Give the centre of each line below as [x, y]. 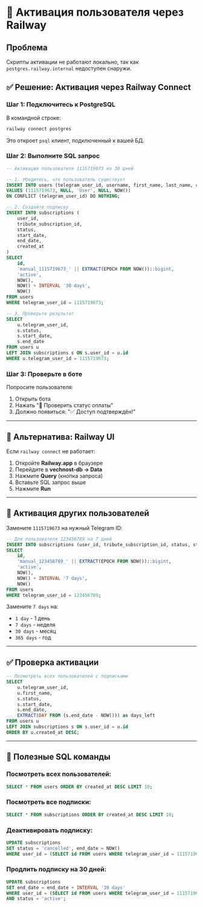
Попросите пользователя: [40, 387]
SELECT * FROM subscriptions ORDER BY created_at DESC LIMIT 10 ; [90, 815]
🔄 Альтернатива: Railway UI [60, 437]
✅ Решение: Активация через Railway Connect [99, 87]
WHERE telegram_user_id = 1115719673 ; [55, 303]
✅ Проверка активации [53, 662]
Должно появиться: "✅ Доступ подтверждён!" [75, 412]
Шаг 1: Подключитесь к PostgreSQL [61, 105]
